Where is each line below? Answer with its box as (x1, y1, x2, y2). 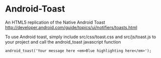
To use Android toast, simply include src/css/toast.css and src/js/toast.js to (5, 34, 156, 40)
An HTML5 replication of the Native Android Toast (5, 19, 105, 25)
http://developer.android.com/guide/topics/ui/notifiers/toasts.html (5, 24, 138, 30)
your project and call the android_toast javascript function (5, 39, 121, 44)
